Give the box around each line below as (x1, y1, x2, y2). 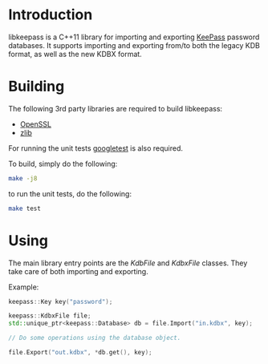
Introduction (8, 6, 93, 24)
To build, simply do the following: (8, 159, 118, 168)
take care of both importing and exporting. (8, 266, 148, 276)
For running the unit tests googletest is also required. (8, 143, 183, 153)
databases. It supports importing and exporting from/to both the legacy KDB (8, 40, 261, 50)
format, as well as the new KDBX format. (8, 49, 142, 59)
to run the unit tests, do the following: (8, 188, 132, 198)
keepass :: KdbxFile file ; (8, 312, 91, 320)
